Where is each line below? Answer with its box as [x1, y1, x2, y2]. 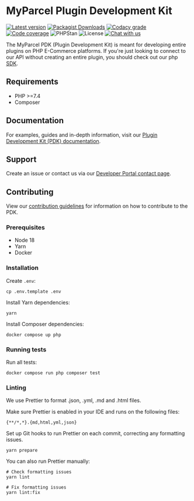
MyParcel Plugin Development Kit [6, 4, 172, 18]
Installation [6, 264, 39, 272]
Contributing [6, 187, 54, 197]
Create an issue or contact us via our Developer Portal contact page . [6, 170, 171, 177]
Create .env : [6, 277, 36, 284]
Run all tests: [6, 359, 37, 366]
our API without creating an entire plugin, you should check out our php [6, 53, 178, 60]
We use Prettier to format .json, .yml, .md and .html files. [6, 397, 141, 404]
